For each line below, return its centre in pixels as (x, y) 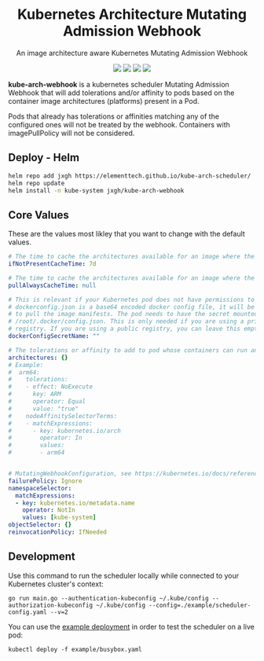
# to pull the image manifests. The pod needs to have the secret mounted (133, 314)
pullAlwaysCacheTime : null (52, 285)
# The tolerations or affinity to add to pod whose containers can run (128, 350)
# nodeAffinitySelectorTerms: (63, 416)
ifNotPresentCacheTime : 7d (52, 264)
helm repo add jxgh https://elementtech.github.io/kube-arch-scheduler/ (130, 176)
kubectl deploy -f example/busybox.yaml (75, 649)
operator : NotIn (49, 510)
